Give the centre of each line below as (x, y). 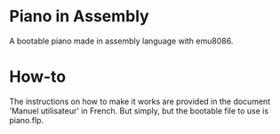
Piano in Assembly (79, 16)
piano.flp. (27, 120)
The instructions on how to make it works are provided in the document (140, 101)
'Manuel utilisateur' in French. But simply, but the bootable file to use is (139, 110)
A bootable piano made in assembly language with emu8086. (121, 41)
